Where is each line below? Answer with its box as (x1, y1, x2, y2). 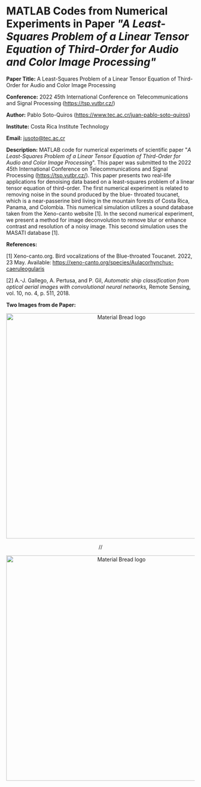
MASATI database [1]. (6, 229, 60, 236)
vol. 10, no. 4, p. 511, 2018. (6, 290, 71, 297)
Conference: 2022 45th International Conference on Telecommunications (6, 93, 188, 100)
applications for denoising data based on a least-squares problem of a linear (6, 178, 194, 185)
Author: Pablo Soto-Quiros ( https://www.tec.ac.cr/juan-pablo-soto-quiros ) (6, 111, 191, 118)
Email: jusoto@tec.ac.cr (6, 134, 66, 142)
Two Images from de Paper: (6, 301, 76, 308)
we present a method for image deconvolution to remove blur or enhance (6, 216, 187, 223)
